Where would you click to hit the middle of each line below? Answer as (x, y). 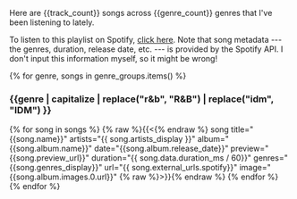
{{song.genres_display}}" (56, 168)
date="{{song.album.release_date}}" (161, 149)
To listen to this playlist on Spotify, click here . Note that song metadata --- (146, 40)
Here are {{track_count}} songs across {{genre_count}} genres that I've (141, 13)
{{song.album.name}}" (51, 149)
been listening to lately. (52, 22)
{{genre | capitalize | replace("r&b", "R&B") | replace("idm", (142, 99)
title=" (242, 129)
